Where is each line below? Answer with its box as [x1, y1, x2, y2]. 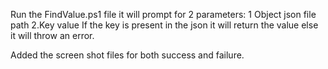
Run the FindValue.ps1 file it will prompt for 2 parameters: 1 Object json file [10, 9, 317, 20]
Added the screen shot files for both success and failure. [10, 49, 245, 61]
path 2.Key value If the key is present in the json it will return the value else [10, 19, 319, 31]
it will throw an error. [10, 30, 95, 41]
